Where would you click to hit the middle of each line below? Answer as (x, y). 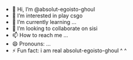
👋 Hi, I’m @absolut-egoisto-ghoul (54, 9)
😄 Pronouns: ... (31, 44)
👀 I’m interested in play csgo (47, 16)
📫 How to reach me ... (40, 35)
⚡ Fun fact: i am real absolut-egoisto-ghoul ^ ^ (69, 50)
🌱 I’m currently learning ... (44, 22)
